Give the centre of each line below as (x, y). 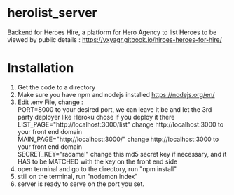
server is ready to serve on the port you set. (81, 184)
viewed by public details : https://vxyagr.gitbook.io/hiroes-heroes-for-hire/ (115, 39)
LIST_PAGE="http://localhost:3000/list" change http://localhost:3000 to (121, 124)
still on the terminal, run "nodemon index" (77, 176)
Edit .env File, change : (50, 102)
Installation (41, 68)
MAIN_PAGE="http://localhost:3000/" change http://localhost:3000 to (118, 139)
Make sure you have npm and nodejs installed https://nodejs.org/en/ (116, 94)
